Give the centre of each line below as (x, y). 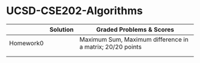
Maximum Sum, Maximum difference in (134, 39)
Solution (62, 29)
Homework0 (26, 43)
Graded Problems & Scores (135, 29)
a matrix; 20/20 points (110, 47)
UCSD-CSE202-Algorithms (74, 11)
